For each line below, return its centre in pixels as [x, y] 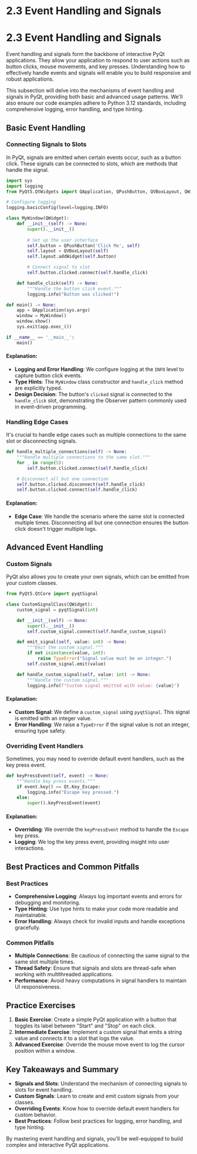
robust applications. [30, 79]
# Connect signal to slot [59, 267]
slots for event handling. [44, 1090]
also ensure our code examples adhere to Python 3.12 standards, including [96, 103]
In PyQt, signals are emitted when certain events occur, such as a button [94, 157]
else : [23, 798]
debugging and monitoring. [47, 903]
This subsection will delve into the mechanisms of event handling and [90, 91]
